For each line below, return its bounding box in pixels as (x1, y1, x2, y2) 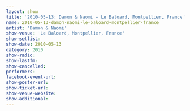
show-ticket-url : (6, 85, 49, 91)
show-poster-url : (6, 80, 49, 86)
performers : (6, 69, 35, 75)
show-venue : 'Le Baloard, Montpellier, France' (6, 31, 125, 36)
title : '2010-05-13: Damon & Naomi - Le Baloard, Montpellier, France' (6, 14, 185, 20)
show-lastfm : (6, 58, 38, 63)
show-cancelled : (6, 63, 46, 69)
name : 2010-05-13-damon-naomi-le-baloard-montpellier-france (6, 19, 159, 25)
